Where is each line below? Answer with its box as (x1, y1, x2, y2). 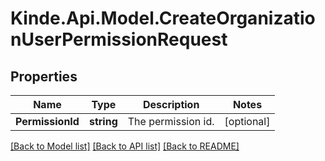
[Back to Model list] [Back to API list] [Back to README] (10, 140, 240, 152)
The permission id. (127, 115, 215, 128)
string (88, 115, 118, 128)
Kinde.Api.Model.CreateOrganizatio (10, 7, 316, 30)
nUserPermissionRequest (10, 28, 228, 51)
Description (142, 98, 200, 111)
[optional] (224, 115, 271, 128)
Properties (10, 68, 78, 85)
